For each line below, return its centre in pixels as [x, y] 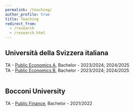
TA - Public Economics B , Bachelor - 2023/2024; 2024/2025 [67, 70]
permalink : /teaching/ [29, 10]
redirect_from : [21, 24]
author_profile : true [28, 14]
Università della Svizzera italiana [57, 53]
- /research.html [28, 33]
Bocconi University [35, 91]
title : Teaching [22, 19]
